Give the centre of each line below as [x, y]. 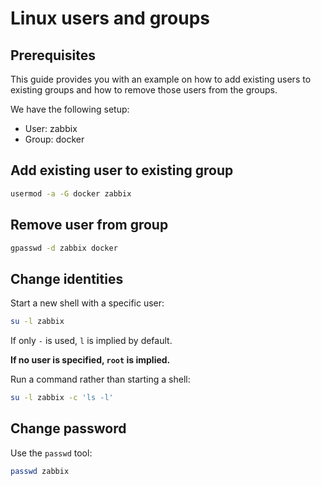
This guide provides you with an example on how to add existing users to [161, 79]
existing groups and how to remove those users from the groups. [144, 90]
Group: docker [54, 139]
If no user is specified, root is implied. [90, 360]
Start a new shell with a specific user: [87, 303]
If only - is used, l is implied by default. [91, 341]
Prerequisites [53, 55]
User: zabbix [51, 128]
